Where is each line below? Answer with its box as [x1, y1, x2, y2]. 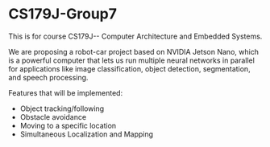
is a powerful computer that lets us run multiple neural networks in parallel [8, 55, 255, 65]
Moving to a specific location [19, 120, 117, 130]
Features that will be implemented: [8, 88, 123, 97]
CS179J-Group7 [8, 5, 118, 23]
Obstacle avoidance [19, 112, 87, 121]
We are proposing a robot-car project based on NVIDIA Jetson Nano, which [8, 47, 260, 56]
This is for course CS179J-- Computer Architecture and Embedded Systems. [8, 31, 263, 41]
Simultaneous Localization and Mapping [19, 129, 154, 139]
